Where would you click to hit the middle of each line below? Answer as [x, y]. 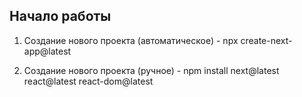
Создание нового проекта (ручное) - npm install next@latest [151, 70]
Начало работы [60, 16]
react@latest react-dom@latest [88, 81]
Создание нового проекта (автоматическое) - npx [131, 40]
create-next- [266, 40]
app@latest [47, 51]
